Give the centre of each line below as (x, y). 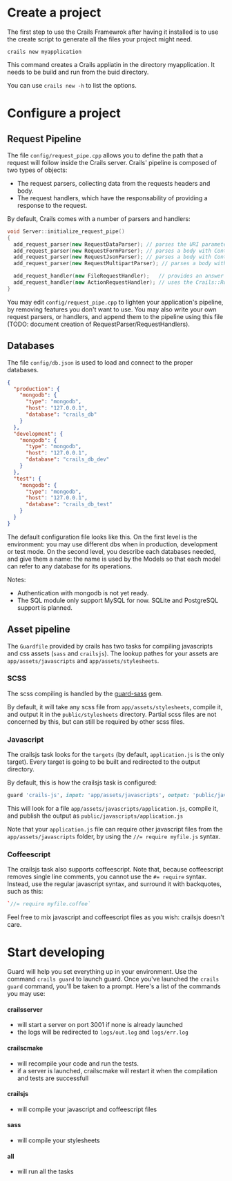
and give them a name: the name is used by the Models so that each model (114, 559)
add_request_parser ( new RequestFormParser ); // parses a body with (113, 251)
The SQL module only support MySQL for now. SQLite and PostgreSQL (118, 600)
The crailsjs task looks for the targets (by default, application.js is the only (116, 755)
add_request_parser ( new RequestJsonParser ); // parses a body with (113, 257)
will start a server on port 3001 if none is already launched (100, 1025)
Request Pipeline (44, 138)
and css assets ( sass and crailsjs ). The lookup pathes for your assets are (113, 653)
